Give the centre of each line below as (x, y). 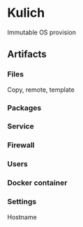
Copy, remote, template (41, 90)
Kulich (26, 13)
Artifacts (27, 54)
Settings (22, 202)
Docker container (37, 183)
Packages (24, 108)
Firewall (21, 145)
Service (21, 126)
